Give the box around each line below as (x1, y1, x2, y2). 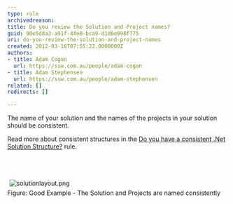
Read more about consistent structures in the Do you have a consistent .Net (7, 135, 226, 144)
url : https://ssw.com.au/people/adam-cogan (13, 62, 142, 69)
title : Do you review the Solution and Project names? (7, 23, 171, 30)
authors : (7, 50, 33, 57)
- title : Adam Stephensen (7, 69, 83, 76)
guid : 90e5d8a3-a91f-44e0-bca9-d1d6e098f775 (7, 29, 139, 37)
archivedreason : (7, 17, 55, 24)
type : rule (7, 10, 39, 18)
